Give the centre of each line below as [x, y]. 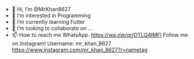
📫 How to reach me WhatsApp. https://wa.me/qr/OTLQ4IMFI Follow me [100, 35]
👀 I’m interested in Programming [51, 15]
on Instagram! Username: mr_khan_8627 [62, 44]
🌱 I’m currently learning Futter [48, 22]
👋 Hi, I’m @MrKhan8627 [41, 9]
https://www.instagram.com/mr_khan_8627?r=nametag [79, 50]
